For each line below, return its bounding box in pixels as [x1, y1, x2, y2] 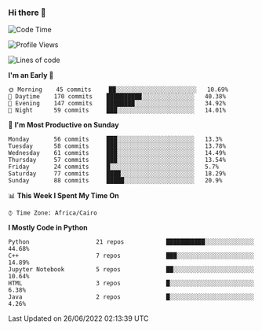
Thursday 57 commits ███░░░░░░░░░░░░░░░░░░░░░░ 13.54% [8, 156, 226, 164]
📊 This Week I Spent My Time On [8, 191, 119, 200]
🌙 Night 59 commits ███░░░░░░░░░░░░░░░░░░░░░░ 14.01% [8, 106, 226, 115]
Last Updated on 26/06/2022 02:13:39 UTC [8, 314, 149, 323]
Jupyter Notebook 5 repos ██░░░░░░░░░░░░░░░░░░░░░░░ [8, 266, 255, 274]
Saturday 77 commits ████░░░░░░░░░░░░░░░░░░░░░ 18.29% [8, 170, 226, 178]
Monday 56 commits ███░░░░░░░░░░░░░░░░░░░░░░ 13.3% [8, 135, 223, 144]
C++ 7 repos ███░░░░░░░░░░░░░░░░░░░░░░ [8, 252, 255, 260]
